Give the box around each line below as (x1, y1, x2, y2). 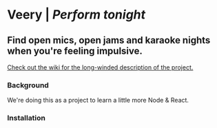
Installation (7, 114, 46, 123)
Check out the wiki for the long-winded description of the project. (7, 63, 194, 72)
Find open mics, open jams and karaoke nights (7, 34, 211, 46)
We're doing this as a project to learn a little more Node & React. (7, 96, 189, 105)
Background (7, 80, 50, 89)
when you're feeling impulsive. (7, 45, 143, 56)
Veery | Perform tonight (7, 7, 146, 23)
